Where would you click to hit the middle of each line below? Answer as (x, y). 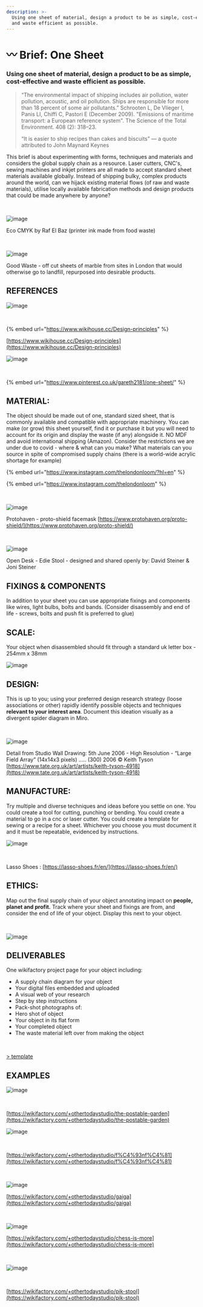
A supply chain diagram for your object (63, 982)
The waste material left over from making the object (79, 1033)
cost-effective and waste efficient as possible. (76, 82)
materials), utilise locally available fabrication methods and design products (100, 189)
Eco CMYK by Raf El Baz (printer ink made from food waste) (81, 230)
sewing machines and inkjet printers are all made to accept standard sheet (99, 169)
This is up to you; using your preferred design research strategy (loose (94, 699)
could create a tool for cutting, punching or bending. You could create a (95, 812)
